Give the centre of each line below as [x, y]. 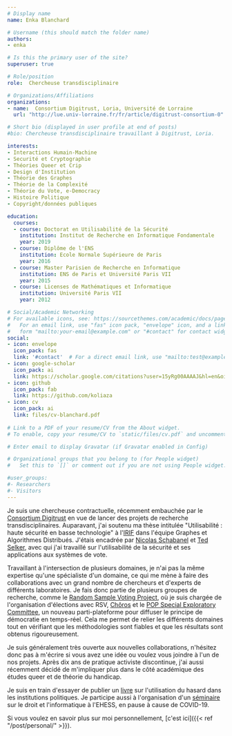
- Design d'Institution [41, 172]
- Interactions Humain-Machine [52, 153]
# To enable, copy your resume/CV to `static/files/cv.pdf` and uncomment [117, 434]
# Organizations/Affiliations [51, 95]
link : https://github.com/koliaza [63, 396]
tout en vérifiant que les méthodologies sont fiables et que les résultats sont [115, 626]
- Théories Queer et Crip [44, 165]
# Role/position [30, 77]
